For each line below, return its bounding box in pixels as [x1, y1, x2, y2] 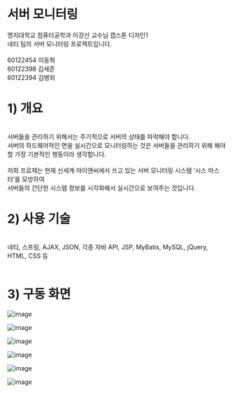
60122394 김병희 [7, 73, 56, 81]
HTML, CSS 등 [7, 251, 48, 260]
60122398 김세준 [7, 64, 55, 73]
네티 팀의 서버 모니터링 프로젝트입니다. [7, 39, 112, 48]
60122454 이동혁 [7, 55, 56, 64]
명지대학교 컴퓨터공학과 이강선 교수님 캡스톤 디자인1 [7, 31, 148, 39]
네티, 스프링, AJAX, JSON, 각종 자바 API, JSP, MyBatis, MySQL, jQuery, [7, 242, 209, 251]
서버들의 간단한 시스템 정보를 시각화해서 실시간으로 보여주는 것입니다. [7, 184, 196, 192]
